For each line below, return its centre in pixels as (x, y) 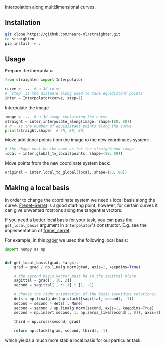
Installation (23, 23)
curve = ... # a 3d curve (33, 89)
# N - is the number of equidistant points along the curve (69, 126)
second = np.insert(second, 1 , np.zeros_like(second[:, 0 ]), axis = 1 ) (87, 313)
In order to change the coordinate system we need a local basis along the (80, 200)
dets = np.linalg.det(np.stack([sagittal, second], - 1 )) (74, 299)
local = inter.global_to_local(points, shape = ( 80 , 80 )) (64, 154)
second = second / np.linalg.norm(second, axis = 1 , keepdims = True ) (84, 308)
